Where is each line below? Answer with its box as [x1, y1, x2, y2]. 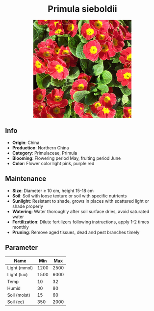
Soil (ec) [7, 299, 25, 305]
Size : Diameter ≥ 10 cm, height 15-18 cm [12, 188, 94, 193]
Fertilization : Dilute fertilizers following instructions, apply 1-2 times [12, 219, 150, 225]
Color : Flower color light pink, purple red [12, 160, 95, 166]
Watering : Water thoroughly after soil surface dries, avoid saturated [12, 208, 150, 214]
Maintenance [5, 175, 47, 183]
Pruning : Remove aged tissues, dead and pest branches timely [12, 229, 140, 235]
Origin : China [12, 140, 40, 145]
